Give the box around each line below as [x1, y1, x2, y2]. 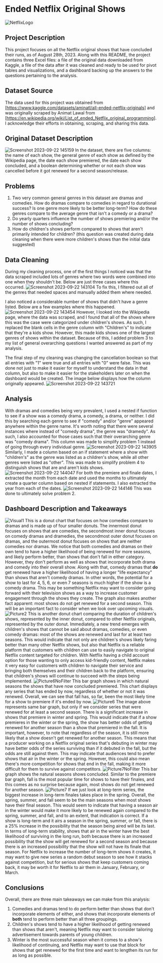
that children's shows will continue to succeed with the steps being [5, 673, 140, 679]
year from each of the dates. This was [5, 485, 152, 491]
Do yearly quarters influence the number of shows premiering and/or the [12, 216, 158, 222]
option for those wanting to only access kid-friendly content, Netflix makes [5, 657, 155, 663]
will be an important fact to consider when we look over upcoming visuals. [5, 605, 154, 611]
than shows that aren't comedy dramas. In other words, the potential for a [5, 574, 153, 580]
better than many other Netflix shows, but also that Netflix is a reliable [5, 642, 145, 647]
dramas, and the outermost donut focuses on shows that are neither [5, 538, 142, 544]
